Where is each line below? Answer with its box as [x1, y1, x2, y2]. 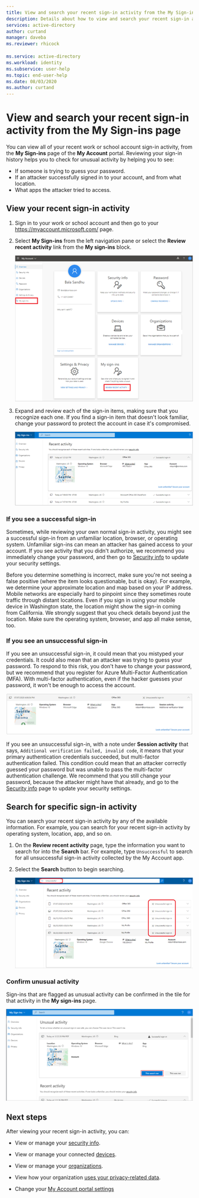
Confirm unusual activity [6, 977, 79, 985]
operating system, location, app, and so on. [6, 830, 112, 837]
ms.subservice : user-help [6, 66, 70, 72]
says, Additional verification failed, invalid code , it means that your [6, 747, 184, 754]
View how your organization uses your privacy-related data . [14, 1174, 161, 1181]
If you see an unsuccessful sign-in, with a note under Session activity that [6, 740, 188, 748]
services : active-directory [6, 22, 76, 28]
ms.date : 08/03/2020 [6, 78, 57, 84]
